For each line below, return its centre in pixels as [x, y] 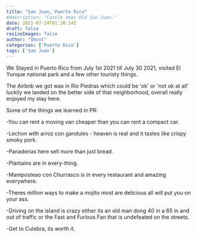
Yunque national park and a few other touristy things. [72, 74]
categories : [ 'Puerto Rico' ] [43, 46]
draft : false [23, 28]
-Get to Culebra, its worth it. [41, 228]
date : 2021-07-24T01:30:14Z [41, 23]
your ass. [18, 199]
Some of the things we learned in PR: [52, 110]
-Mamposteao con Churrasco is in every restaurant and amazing [86, 174]
